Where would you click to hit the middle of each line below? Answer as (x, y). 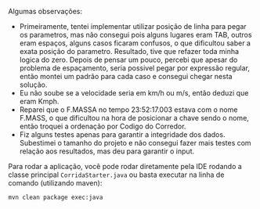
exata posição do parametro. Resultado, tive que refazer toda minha (129, 51)
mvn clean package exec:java (56, 197)
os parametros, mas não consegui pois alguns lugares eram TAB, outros (135, 35)
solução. (33, 85)
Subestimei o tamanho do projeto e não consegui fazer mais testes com (135, 143)
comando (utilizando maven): (55, 183)
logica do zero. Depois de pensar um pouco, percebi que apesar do (128, 59)
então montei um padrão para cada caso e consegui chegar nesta (126, 76)
